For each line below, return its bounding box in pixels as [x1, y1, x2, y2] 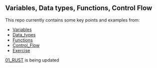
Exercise [12, 47, 30, 53]
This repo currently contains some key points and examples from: [5, 17, 140, 23]
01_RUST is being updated [5, 57, 59, 63]
